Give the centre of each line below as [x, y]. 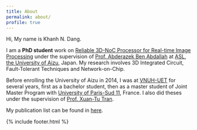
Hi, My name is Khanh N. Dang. [44, 39]
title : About [22, 11]
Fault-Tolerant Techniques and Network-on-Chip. [65, 69]
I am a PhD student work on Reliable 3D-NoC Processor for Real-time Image [98, 50]
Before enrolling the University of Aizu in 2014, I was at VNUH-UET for [91, 80]
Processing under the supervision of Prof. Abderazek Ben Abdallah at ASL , [96, 57]
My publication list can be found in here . [55, 110]
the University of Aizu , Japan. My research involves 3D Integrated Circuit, [95, 63]
